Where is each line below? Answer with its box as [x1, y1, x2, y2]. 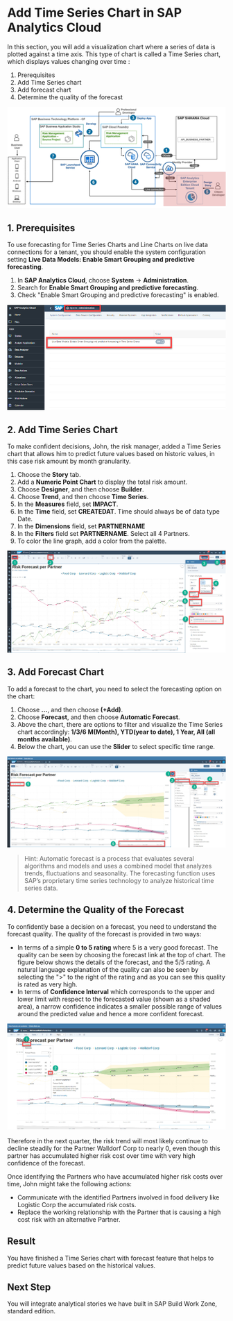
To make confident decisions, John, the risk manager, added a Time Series [7, 442, 221, 451]
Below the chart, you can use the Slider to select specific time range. [17, 742, 215, 750]
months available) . [17, 734, 73, 743]
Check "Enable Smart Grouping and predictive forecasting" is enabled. [17, 291, 220, 299]
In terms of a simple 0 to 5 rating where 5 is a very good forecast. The [17, 943, 218, 952]
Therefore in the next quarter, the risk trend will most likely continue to [7, 1136, 208, 1145]
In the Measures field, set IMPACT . [17, 500, 119, 508]
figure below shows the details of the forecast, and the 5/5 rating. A [17, 958, 211, 966]
